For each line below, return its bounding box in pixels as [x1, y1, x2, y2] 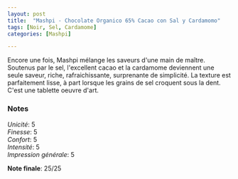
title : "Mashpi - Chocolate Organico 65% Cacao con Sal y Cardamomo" [7, 17, 221, 24]
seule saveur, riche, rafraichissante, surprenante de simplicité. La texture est [7, 71, 231, 80]
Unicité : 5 [7, 120, 36, 129]
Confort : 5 [7, 135, 38, 143]
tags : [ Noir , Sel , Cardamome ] [7, 23, 97, 31]
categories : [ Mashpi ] [7, 30, 72, 38]
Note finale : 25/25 [7, 164, 62, 173]
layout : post [7, 10, 46, 18]
